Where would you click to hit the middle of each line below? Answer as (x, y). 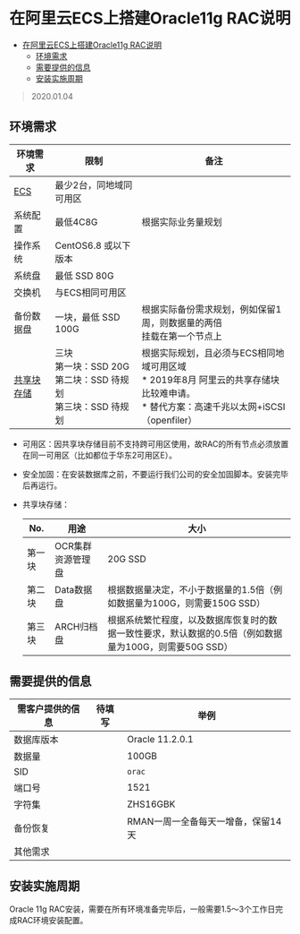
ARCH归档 (76, 626)
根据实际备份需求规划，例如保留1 (212, 309)
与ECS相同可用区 (91, 292)
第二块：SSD (82, 380)
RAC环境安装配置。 (52, 921)
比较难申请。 (168, 393)
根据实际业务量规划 (182, 222)
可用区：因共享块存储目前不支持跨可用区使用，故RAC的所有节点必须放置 (155, 443)
